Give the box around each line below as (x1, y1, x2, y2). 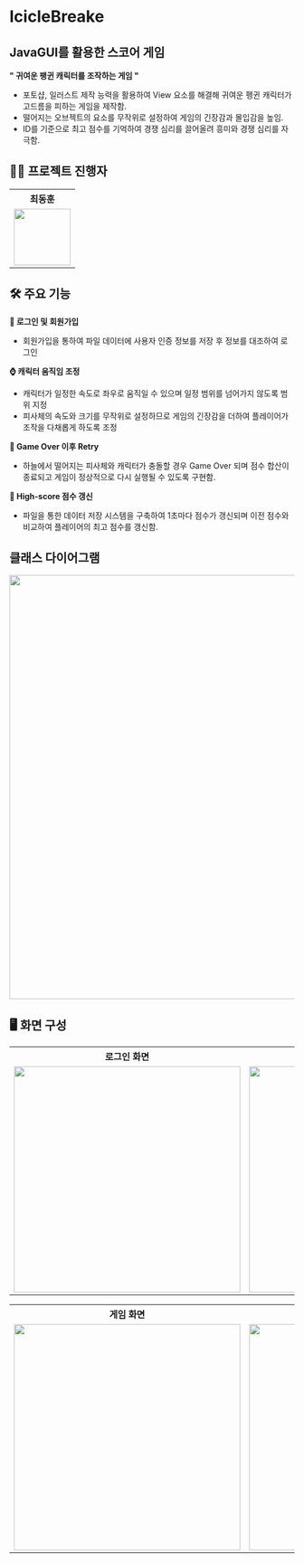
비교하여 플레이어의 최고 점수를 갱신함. (22, 521, 158, 532)
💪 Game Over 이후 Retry (9, 440, 100, 451)
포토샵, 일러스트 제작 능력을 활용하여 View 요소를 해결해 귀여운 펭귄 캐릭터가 (22, 90, 292, 100)
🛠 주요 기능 (9, 287, 71, 302)
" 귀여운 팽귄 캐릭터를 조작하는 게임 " (9, 71, 139, 81)
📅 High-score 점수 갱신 (9, 490, 93, 501)
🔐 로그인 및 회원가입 (9, 316, 80, 327)
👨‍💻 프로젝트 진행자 (9, 164, 108, 179)
